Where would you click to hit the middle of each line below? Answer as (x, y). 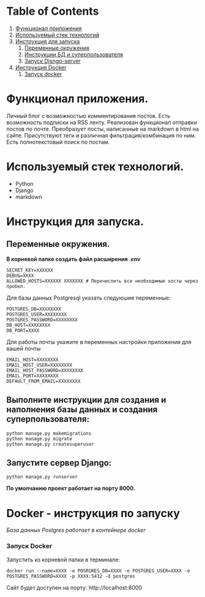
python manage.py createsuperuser (50, 444)
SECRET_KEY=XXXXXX (30, 270)
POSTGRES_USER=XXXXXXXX (37, 314)
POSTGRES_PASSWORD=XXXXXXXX (42, 320)
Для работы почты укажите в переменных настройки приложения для (99, 341)
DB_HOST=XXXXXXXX (28, 325)
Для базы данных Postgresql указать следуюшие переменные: (89, 298)
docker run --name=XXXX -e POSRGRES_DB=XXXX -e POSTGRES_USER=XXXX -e (98, 571)
